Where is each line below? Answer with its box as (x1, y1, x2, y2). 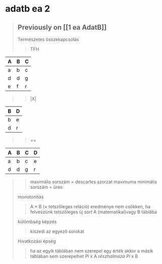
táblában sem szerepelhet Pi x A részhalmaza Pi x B (30, 253, 138, 259)
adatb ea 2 (5, 3, 50, 15)
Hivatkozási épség (17, 238, 56, 244)
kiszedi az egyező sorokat (30, 228, 85, 234)
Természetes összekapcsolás (17, 36, 79, 42)
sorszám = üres (30, 184, 63, 190)
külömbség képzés (17, 219, 57, 224)
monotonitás (17, 194, 44, 200)
